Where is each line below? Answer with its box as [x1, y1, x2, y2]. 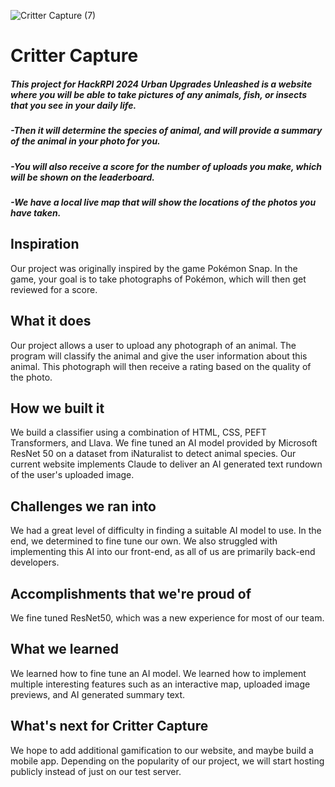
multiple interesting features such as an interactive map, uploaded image [10, 678, 311, 690]
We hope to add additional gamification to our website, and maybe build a [10, 744, 314, 756]
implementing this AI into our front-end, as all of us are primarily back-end [10, 546, 316, 558]
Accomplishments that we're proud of [10, 585, 252, 602]
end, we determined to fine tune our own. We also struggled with [10, 535, 278, 547]
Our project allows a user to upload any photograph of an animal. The [10, 339, 297, 351]
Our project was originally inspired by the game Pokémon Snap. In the [10, 262, 298, 274]
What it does [10, 313, 92, 330]
